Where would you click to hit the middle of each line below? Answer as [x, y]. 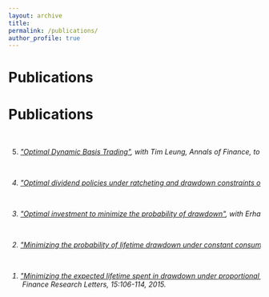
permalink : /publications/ [53, 30]
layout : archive [35, 16]
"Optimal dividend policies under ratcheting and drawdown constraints [137, 183]
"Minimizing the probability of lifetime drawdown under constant [126, 245]
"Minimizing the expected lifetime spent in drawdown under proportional [140, 276]
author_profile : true [44, 38]
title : [19, 23]
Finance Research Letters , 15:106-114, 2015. [94, 284]
